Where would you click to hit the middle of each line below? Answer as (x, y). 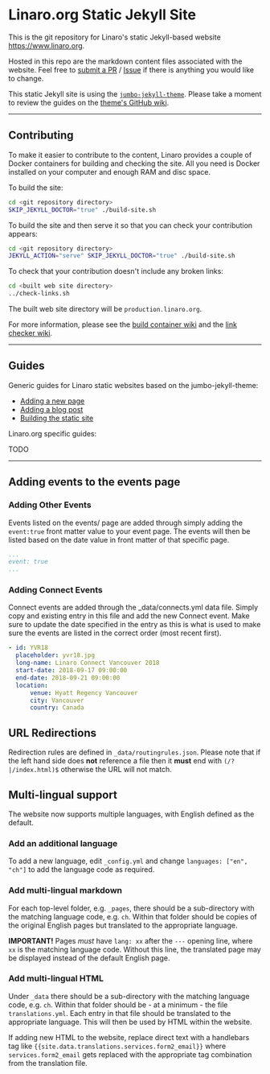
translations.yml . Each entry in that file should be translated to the (120, 1013)
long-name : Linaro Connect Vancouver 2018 (88, 663)
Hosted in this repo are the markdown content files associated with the (125, 61)
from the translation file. (48, 1063)
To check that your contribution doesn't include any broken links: (116, 271)
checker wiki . (31, 333)
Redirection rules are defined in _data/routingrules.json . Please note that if (135, 752)
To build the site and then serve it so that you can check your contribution (131, 225)
